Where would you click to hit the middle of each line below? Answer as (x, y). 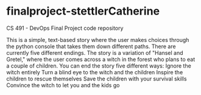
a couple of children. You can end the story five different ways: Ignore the (99, 66)
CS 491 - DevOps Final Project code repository (65, 28)
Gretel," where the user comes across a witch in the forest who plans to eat (101, 59)
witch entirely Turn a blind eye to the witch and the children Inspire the (95, 72)
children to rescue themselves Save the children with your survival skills (97, 79)
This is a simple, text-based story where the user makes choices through (98, 40)
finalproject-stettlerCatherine (83, 11)
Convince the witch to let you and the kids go (63, 85)
